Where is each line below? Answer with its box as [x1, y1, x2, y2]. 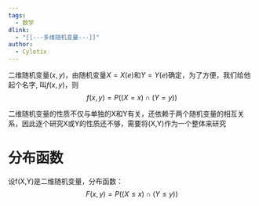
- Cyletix [15, 48, 47, 56]
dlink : [8, 26, 30, 34]
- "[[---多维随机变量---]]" [15, 33, 100, 42]
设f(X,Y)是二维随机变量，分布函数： [8, 176, 124, 186]
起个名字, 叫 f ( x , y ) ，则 [8, 80, 79, 89]
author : [8, 41, 34, 49]
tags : [8, 11, 26, 20]
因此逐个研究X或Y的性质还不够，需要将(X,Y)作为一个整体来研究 [21, 119, 226, 128]
